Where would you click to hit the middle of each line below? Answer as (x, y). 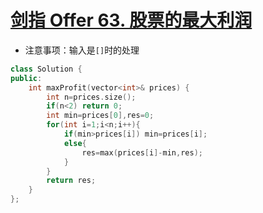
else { (75, 143)
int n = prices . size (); (91, 97)
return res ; (71, 181)
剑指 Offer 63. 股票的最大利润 (131, 20)
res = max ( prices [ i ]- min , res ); (142, 152)
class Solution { (46, 69)
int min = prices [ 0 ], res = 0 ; (100, 116)
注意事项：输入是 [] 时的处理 (82, 50)
